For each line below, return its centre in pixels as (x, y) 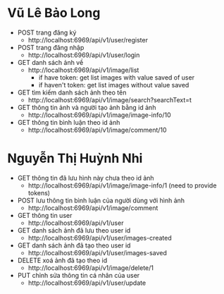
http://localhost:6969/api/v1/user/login (84, 55)
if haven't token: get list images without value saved (114, 85)
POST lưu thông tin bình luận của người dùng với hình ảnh (101, 200)
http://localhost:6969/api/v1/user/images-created (100, 238)
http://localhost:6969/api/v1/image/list (83, 70)
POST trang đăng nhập (51, 47)
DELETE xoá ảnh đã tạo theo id (62, 260)
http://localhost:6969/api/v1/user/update (87, 283)
